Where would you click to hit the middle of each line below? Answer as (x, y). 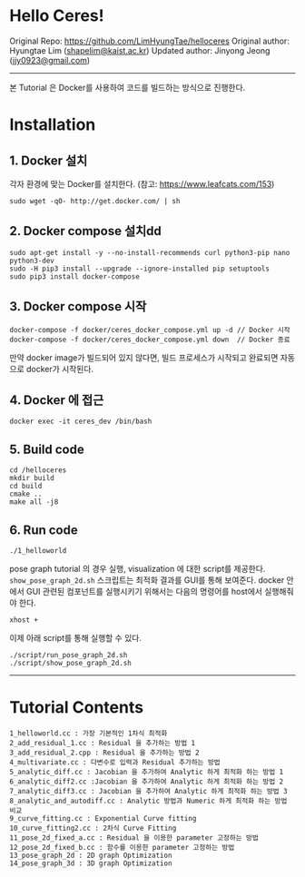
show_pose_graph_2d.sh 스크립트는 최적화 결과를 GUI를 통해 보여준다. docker (147, 580)
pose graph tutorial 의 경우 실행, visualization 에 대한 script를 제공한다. (138, 569)
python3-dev (32, 261)
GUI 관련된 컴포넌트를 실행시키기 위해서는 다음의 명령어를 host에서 (144, 591)
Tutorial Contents (76, 708)
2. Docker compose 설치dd (85, 231)
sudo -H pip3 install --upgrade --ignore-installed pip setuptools (140, 269)
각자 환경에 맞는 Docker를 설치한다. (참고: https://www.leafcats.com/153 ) (142, 183)
